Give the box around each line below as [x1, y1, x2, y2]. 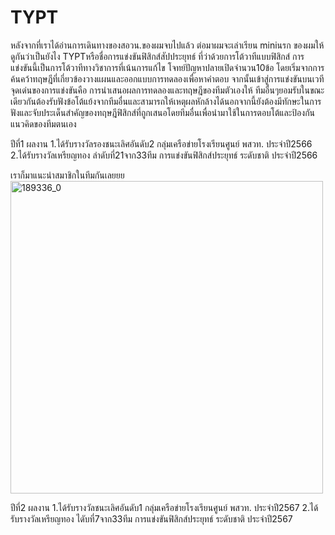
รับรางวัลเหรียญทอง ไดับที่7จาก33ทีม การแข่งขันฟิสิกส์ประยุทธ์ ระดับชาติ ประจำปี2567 [10, 512, 293, 525]
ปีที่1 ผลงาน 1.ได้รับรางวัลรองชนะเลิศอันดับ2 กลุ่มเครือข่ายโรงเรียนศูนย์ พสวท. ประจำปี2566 [10, 137, 313, 150]
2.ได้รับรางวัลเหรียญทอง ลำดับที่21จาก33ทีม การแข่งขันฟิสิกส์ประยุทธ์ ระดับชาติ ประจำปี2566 [10, 149, 318, 161]
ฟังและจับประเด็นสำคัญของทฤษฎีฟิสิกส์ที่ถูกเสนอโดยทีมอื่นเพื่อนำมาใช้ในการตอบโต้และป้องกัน [10, 106, 316, 118]
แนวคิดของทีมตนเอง [10, 117, 77, 130]
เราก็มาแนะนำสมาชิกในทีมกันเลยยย [10, 169, 125, 181]
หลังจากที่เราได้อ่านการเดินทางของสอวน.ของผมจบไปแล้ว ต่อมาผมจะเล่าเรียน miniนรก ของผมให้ [10, 39, 325, 51]
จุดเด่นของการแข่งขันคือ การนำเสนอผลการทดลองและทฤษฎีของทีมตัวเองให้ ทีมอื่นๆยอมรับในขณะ [10, 84, 325, 96]
